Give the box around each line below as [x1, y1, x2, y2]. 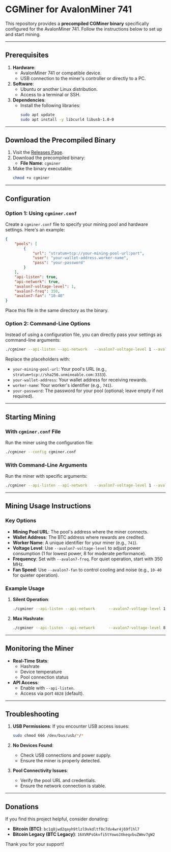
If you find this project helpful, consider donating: [5, 816, 109, 822]
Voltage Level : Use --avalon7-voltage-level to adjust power [12, 545, 141, 551]
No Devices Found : [12, 742, 54, 748]
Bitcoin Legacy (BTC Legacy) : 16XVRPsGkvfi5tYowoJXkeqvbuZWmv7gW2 [12, 831, 155, 837]
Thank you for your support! [5, 841, 65, 847]
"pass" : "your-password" [32, 260, 85, 266]
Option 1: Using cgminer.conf [5, 210, 77, 217]
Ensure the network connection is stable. [20, 783, 106, 789]
